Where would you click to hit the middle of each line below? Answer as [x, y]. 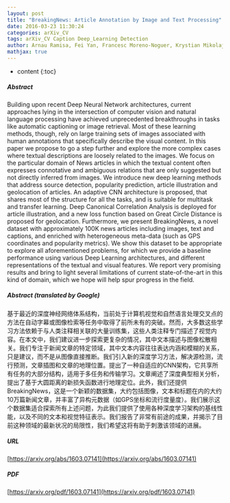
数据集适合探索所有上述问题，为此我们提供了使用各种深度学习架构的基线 [115, 408]
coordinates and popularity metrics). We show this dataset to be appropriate [115, 243]
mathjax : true [27, 52]
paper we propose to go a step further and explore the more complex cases [114, 148]
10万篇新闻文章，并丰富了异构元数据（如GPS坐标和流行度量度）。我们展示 [111, 399]
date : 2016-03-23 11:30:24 [46, 26]
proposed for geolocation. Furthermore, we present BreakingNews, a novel [113, 221]
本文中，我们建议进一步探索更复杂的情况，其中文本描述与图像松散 [118, 339]
